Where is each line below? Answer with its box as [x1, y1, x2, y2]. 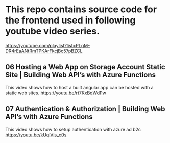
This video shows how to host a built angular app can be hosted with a [5, 84, 154, 90]
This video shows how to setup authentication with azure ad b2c [5, 126, 141, 132]
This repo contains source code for [5, 4, 157, 15]
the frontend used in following [5, 14, 136, 26]
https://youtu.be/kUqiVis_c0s [5, 132, 67, 138]
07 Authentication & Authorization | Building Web [5, 105, 165, 113]
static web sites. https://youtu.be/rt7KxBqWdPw [5, 90, 106, 96]
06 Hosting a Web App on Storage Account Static [5, 63, 165, 71]
